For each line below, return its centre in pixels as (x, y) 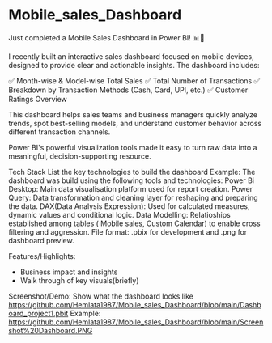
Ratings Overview (38, 99)
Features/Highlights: (42, 256)
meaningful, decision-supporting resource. (80, 156)
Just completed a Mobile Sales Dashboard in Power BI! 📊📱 (106, 37)
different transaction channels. (59, 132)
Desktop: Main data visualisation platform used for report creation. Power (131, 188)
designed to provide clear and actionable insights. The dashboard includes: (134, 65)
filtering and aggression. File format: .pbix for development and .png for (128, 231)
